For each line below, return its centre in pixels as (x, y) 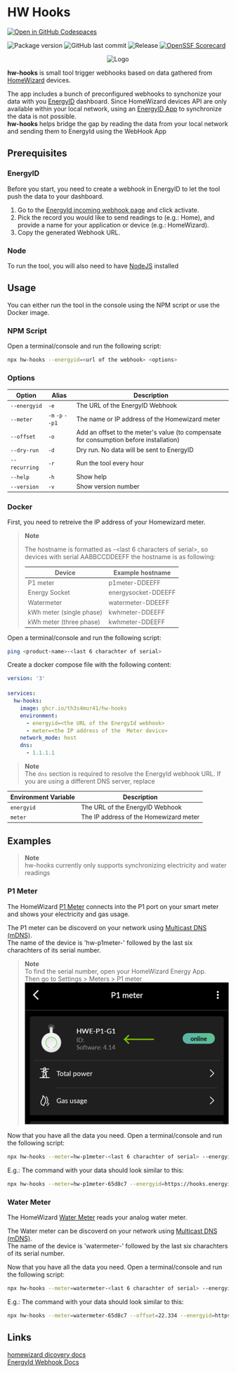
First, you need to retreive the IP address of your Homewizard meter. (106, 522)
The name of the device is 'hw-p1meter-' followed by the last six (100, 942)
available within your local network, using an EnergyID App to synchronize (115, 108)
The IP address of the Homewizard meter (140, 817)
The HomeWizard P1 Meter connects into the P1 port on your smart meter (113, 906)
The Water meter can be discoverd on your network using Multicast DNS (112, 1231)
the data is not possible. (42, 116)
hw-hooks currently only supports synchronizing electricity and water (125, 865)
